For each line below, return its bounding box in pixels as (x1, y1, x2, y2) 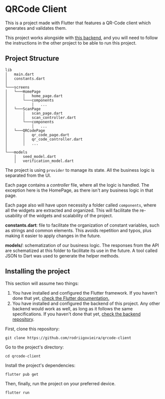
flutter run (5, 390, 30, 395)
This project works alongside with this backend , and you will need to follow (5, 35, 158, 41)
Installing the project (5, 267, 70, 276)
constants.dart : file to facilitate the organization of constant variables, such (5, 222, 160, 228)
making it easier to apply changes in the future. (5, 233, 101, 239)
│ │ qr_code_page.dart (5, 132, 70, 137)
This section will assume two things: (5, 280, 79, 286)
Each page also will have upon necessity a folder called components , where (5, 202, 157, 208)
